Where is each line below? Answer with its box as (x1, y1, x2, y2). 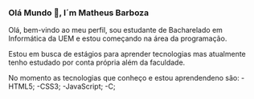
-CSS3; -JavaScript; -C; (36, 81, 117, 91)
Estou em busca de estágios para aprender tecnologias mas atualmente (8, 49, 247, 59)
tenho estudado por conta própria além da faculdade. (8, 57, 186, 67)
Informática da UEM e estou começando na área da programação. (8, 34, 227, 43)
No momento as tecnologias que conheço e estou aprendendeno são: (8, 73, 240, 83)
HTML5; (8, 81, 35, 91)
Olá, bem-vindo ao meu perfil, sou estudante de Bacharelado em (8, 26, 223, 35)
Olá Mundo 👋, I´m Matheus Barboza (8, 7, 150, 18)
